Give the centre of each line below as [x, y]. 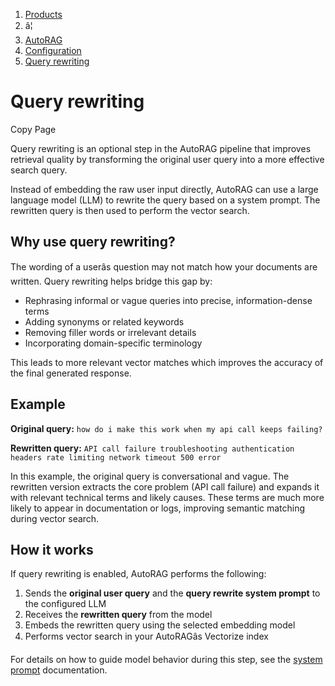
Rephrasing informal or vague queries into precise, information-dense [168, 300]
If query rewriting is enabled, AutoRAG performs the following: [138, 574]
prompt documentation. [59, 670]
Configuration [53, 50]
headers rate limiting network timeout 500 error [116, 457]
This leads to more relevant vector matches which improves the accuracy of [167, 362]
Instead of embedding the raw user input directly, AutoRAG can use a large [164, 189]
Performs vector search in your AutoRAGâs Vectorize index [146, 636]
